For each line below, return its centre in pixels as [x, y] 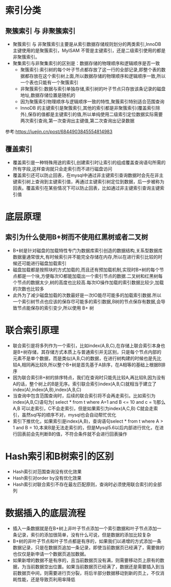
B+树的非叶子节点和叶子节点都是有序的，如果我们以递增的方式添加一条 [87, 541]
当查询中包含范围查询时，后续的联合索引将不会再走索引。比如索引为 [84, 396]
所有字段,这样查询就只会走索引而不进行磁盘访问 [62, 168]
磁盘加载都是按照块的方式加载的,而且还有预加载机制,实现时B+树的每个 [86, 270]
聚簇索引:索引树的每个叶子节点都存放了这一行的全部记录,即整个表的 [91, 70]
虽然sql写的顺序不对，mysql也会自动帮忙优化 [69, 414]
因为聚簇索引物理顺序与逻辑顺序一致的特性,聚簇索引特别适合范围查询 [92, 102]
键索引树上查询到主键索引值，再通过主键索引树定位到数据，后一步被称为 [88, 181]
